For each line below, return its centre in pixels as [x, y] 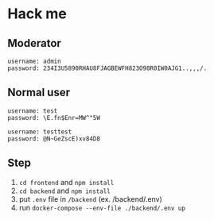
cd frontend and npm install [66, 182]
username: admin [34, 61]
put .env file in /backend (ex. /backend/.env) [90, 199]
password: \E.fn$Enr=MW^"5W [54, 118]
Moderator [34, 43]
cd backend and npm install [64, 191]
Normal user [39, 93]
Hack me [37, 14]
